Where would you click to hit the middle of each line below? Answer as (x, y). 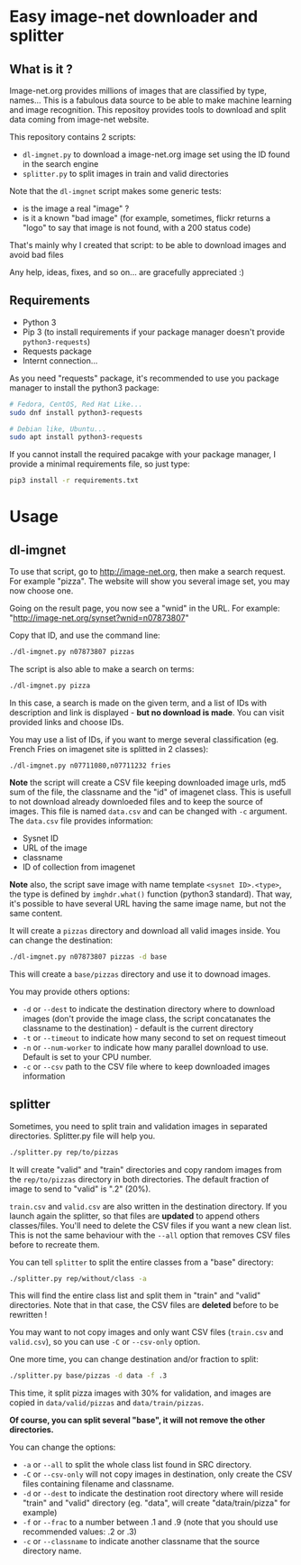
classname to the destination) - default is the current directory (138, 1028)
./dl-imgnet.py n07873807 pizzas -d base (88, 957)
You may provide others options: (70, 991)
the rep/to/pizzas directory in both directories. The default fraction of (139, 1179)
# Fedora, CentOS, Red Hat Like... (76, 404)
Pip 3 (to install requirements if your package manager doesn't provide (154, 332)
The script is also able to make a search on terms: (102, 669)
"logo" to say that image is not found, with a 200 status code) (137, 228)
